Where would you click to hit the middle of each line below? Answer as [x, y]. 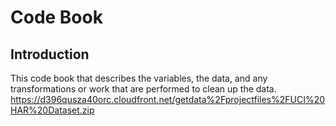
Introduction [50, 54]
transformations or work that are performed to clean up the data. [143, 89]
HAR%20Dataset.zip [52, 110]
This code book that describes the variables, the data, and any [139, 78]
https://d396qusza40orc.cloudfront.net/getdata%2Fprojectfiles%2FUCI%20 [168, 99]
